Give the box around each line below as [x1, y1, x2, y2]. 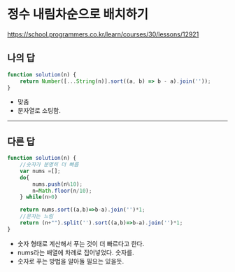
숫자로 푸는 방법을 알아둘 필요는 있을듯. [17, 257, 124, 265]
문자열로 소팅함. [17, 107, 61, 115]
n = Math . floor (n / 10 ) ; [32, 187, 92, 194]
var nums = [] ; [20, 168, 61, 175]
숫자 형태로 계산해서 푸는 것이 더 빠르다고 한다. [17, 239, 145, 247]
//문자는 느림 [20, 213, 54, 220]
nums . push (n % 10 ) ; [32, 180, 83, 188]
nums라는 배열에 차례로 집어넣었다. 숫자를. [17, 248, 134, 257]
